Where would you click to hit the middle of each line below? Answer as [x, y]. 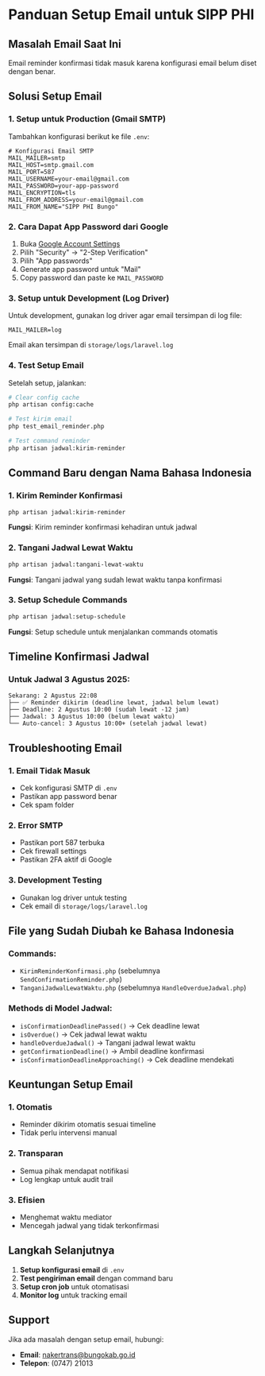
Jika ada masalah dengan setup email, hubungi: [86, 1339]
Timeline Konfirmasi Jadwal [79, 657]
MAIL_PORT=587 [32, 172]
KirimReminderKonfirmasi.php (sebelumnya [90, 971]
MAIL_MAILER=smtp [37, 158]
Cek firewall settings [53, 851]
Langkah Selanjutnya [61, 1251]
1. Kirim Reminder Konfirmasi [65, 496]
